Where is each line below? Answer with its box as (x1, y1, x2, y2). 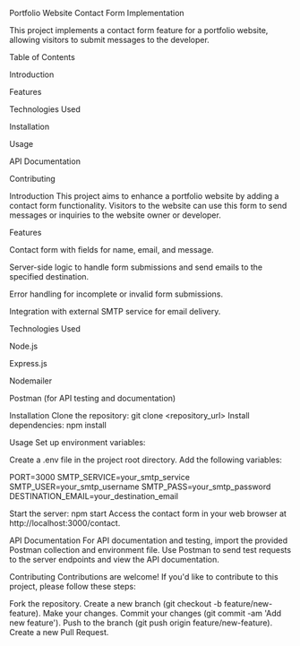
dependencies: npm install (9, 420, 107, 430)
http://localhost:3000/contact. (9, 518, 121, 528)
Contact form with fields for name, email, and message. (9, 245, 214, 254)
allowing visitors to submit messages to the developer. (9, 35, 210, 45)
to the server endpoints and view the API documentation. (9, 555, 219, 564)
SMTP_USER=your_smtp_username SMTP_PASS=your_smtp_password (9, 481, 271, 492)
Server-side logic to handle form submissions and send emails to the (9, 262, 263, 272)
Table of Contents (9, 52, 76, 62)
